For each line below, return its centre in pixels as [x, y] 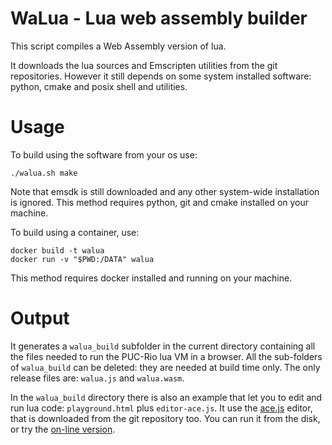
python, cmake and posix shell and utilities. [99, 86]
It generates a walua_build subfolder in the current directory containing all [163, 346]
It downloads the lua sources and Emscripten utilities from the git [144, 65]
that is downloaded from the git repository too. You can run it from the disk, [165, 418]
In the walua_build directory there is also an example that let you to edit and [166, 397]
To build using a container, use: [75, 232]
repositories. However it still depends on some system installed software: [161, 76]
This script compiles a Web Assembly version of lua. [118, 46]
